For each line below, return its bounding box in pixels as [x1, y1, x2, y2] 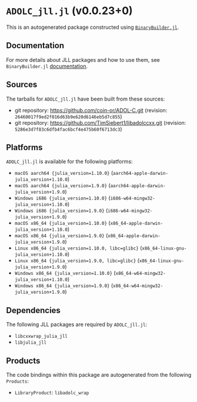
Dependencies [6, 305, 61, 315]
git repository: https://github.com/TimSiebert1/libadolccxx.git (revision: [14, 119, 186, 126]
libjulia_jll [14, 340, 47, 345]
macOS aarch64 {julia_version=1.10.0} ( [14, 170, 113, 177]
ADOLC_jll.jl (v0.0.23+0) [6, 4, 133, 18]
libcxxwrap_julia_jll [14, 334, 68, 340]
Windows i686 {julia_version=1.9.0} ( [14, 207, 108, 214]
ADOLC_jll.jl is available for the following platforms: [6, 158, 133, 165]
